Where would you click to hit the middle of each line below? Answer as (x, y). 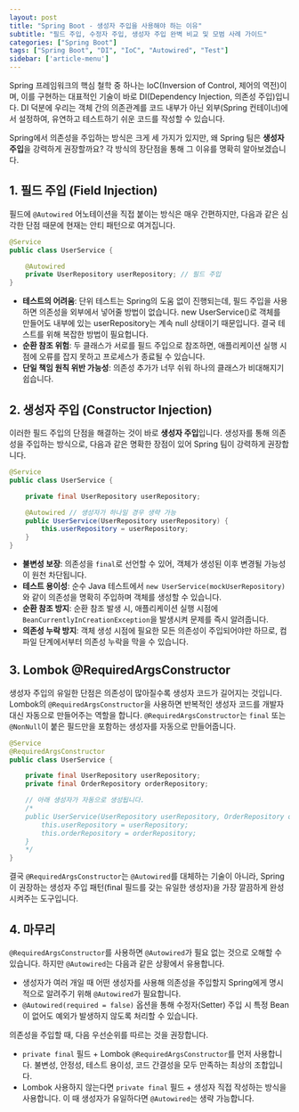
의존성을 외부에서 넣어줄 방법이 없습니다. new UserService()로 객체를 (160, 312)
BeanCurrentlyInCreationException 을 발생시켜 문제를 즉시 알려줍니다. (145, 619)
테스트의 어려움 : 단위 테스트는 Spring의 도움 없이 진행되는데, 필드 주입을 (146, 301)
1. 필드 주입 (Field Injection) (84, 191)
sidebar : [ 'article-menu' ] (59, 59)
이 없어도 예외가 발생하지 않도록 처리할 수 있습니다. (110, 1016)
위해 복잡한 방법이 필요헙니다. (97, 334)
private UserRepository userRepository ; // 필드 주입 (123, 274)
